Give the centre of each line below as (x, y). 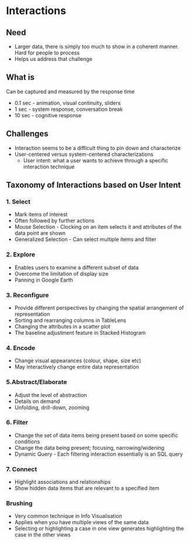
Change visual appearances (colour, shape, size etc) (78, 361)
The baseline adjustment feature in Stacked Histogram (80, 332)
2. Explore (21, 254)
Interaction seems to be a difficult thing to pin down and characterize (98, 148)
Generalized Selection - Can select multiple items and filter (85, 239)
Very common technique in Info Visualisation (68, 516)
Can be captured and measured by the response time (70, 91)
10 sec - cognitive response (48, 115)
